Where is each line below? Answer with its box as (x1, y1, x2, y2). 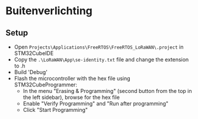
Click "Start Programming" (23, 107, 88, 113)
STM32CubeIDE (14, 50, 54, 57)
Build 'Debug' (14, 69, 48, 75)
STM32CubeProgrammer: (14, 81, 78, 88)
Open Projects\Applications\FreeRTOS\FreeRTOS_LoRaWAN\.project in (14, 43, 184, 50)
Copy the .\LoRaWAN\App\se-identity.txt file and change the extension (14, 56, 189, 63)
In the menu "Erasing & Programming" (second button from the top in (23, 88, 192, 94)
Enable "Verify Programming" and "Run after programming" (23, 100, 169, 107)
